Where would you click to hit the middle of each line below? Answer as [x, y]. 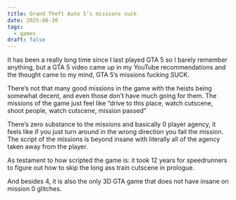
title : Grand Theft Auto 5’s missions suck [72, 14]
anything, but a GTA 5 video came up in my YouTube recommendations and [117, 67]
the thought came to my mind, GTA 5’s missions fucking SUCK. [99, 75]
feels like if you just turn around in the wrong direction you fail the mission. [116, 132]
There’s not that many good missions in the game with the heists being [110, 88]
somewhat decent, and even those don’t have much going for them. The [112, 96]
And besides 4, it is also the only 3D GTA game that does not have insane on [118, 181]
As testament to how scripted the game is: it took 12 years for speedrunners [117, 160]
